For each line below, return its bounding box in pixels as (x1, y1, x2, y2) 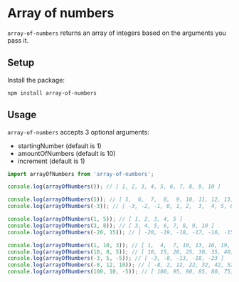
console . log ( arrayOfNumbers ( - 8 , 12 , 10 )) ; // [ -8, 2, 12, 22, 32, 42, (7, 261, 225, 268)
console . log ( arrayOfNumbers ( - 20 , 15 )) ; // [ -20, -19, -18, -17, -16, (7, 229, 221, 236)
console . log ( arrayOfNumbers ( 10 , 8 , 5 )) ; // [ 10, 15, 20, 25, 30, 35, (7, 248, 221, 256)
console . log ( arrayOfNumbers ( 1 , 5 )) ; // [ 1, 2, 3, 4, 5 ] (7, 216, 183, 223)
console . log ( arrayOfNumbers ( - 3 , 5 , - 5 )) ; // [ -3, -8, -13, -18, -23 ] (7, 255, 225, 262)
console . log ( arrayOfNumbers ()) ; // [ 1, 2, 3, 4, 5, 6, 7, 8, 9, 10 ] (7, 183, 221, 190)
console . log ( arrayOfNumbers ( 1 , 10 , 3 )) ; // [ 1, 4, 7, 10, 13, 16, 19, (7, 241, 231, 249)
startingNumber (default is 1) (17, 141, 102, 150)
